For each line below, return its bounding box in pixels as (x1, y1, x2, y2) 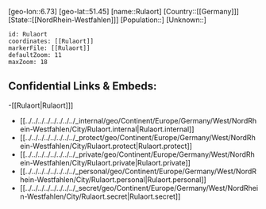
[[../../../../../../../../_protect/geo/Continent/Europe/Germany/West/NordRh (19, 132, 256, 142)
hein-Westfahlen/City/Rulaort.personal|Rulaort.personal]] (19, 174, 206, 184)
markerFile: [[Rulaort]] (8, 44, 91, 52)
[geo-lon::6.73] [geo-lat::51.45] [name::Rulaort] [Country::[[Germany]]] (8, 7, 240, 16)
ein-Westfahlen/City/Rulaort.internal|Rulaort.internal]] (19, 124, 195, 134)
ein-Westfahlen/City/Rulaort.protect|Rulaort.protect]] (19, 141, 193, 150)
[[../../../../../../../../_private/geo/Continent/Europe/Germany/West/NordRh (19, 150, 256, 159)
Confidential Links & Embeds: (8, 79, 157, 93)
